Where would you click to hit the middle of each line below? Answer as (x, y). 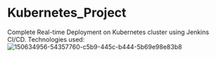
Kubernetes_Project (67, 13)
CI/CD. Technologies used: (46, 39)
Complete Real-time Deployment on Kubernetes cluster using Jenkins (108, 32)
